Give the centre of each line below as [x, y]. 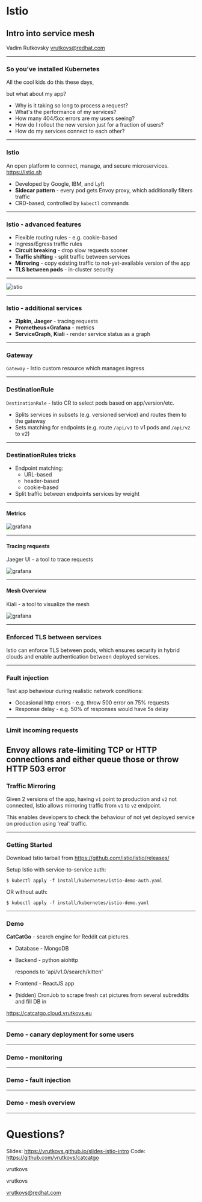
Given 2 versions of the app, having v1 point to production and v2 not [92, 799]
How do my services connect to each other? [70, 131]
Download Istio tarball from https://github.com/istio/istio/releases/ [88, 858]
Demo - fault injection [38, 1080]
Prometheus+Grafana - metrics [55, 327]
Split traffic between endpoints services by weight [77, 494]
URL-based [38, 475]
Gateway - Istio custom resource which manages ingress [75, 369]
